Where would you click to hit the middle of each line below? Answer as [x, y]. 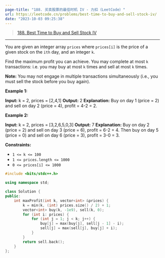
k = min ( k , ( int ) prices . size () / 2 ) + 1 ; [67, 205]
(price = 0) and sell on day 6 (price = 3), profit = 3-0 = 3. [63, 135]
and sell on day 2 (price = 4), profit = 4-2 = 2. [51, 106]
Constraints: [18, 145]
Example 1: [16, 91]
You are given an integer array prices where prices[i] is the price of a [77, 47]
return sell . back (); [44, 242]
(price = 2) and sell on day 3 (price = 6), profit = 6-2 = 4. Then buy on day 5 [82, 130]
